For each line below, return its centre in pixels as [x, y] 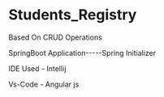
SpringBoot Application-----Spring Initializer [82, 53]
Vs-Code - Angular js [44, 84]
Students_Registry [73, 15]
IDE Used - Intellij [37, 68]
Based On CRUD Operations [56, 37]
